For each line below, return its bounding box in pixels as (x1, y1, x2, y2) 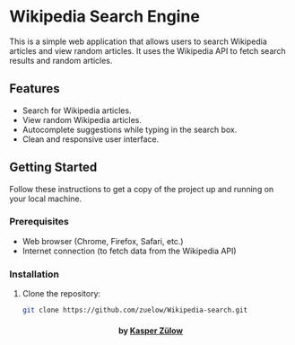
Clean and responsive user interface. (22, 133, 160, 145)
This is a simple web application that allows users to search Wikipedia (9, 36, 267, 47)
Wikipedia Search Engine (9, 6, 200, 27)
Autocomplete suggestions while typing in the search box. (22, 124, 238, 135)
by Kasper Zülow (117, 325, 184, 336)
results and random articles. (9, 55, 113, 66)
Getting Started (9, 160, 98, 175)
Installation (9, 268, 60, 280)
